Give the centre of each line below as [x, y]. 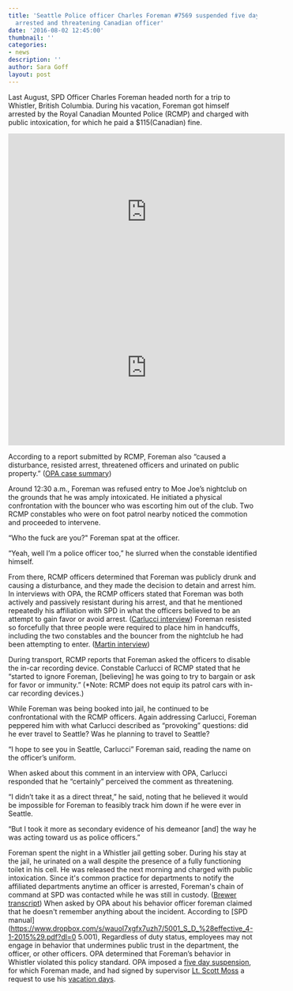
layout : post [30, 74]
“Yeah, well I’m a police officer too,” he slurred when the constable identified [133, 553]
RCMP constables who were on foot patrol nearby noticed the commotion [128, 514]
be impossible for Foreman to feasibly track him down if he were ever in [125, 805]
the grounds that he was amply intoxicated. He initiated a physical [115, 497]
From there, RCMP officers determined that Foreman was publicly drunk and [132, 577]
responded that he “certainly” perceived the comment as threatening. [121, 781]
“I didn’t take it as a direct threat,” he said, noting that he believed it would [128, 796]
